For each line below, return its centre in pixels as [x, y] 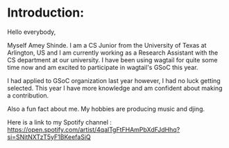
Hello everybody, [32, 32]
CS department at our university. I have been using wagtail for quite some [112, 59]
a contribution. [28, 95]
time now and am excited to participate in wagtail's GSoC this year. [103, 67]
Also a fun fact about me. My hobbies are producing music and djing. [106, 109]
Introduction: [46, 13]
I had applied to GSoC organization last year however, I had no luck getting [114, 80]
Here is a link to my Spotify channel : [60, 122]
